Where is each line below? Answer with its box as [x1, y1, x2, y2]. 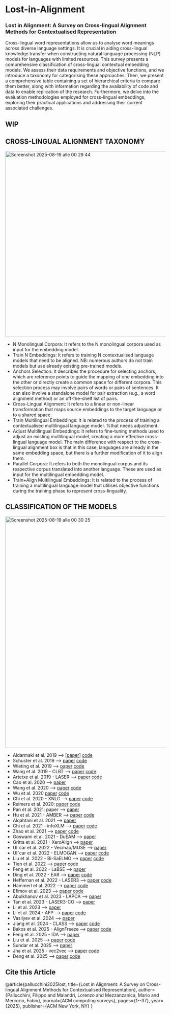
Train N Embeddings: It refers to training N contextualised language [12, 352, 154, 358]
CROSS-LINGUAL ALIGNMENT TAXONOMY [5, 137, 145, 146]
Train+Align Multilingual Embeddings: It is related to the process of [12, 477, 153, 483]
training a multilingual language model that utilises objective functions [12, 482, 159, 488]
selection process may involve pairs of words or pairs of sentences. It [12, 385, 159, 391]
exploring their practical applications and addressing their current [5, 100, 143, 106]
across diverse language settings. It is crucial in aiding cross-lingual [5, 45, 148, 52]
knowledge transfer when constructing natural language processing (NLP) [5, 51, 161, 57]
